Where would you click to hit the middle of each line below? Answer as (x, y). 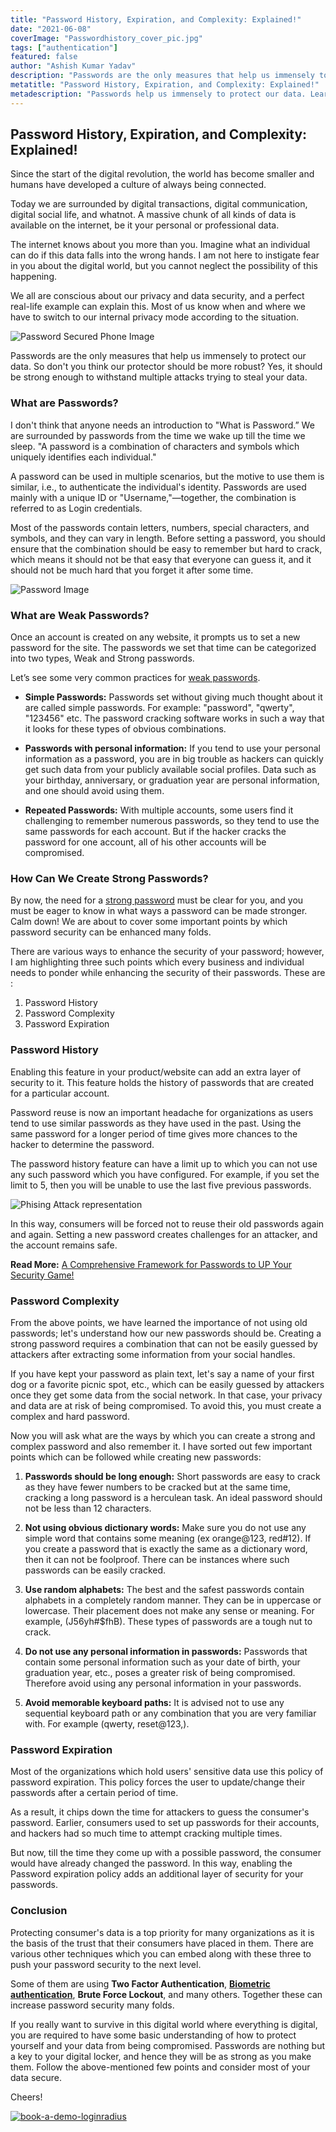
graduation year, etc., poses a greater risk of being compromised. (160, 1672)
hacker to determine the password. (82, 1144)
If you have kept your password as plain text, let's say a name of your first (162, 1373)
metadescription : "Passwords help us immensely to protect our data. (158, 94)
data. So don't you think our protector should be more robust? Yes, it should (166, 367)
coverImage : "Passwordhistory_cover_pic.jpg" (106, 38)
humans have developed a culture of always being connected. (138, 185)
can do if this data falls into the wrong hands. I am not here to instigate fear (165, 255)
